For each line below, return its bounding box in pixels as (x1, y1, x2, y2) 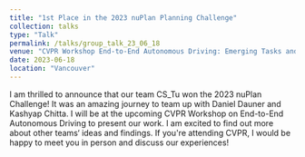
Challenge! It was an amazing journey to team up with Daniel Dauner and (9, 98, 281, 109)
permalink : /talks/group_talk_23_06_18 (9, 38, 161, 48)
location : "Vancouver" (9, 64, 95, 74)
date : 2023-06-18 (9, 55, 75, 64)
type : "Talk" (9, 30, 59, 39)
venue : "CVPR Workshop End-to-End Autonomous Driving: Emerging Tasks (9, 47, 282, 56)
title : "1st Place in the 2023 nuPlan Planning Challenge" (9, 13, 238, 23)
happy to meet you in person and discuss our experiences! (9, 137, 230, 148)
